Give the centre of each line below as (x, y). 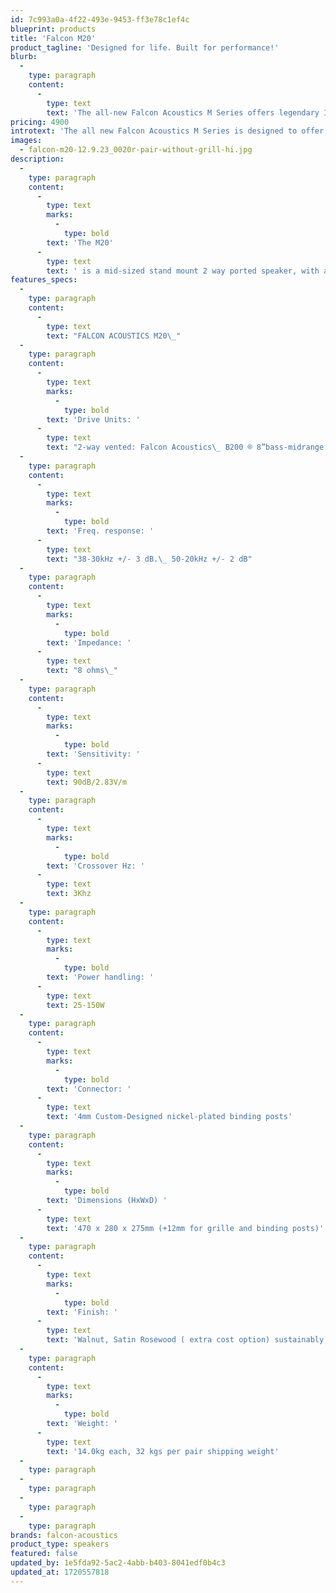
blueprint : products (53, 29)
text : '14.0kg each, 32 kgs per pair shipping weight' (163, 1451)
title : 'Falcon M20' (53, 38)
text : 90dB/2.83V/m (87, 782)
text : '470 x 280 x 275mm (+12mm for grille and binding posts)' (185, 1228)
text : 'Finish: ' (82, 1312)
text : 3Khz (69, 894)
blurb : (24, 57)
